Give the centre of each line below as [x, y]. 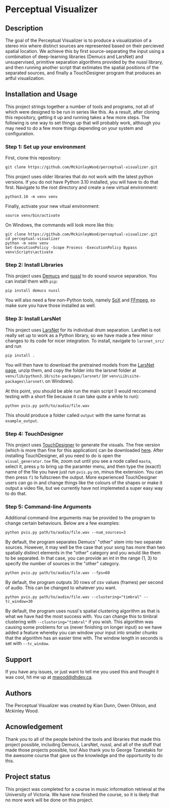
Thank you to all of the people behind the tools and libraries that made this [83, 739]
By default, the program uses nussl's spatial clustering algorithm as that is [82, 611]
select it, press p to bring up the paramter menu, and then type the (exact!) [83, 466]
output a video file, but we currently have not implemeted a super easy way [84, 488]
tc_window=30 [19, 602]
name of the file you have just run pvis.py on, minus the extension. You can [84, 472]
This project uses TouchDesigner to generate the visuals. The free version [83, 445]
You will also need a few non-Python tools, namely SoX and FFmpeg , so [80, 300]
